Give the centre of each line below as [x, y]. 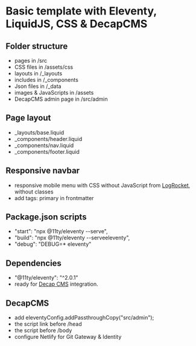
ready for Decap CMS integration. [56, 284]
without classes [34, 192]
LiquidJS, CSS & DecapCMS [77, 24]
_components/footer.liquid [47, 151]
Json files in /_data [38, 86]
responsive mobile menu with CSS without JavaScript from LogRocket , [102, 185]
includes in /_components [46, 80]
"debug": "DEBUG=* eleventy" [53, 244]
